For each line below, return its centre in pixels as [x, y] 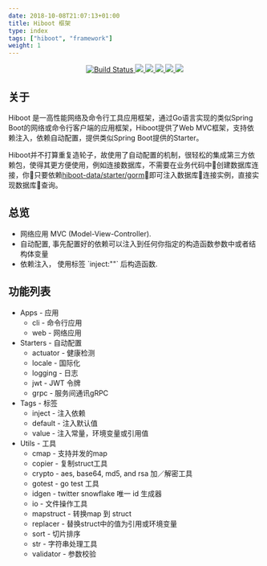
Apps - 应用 [39, 312]
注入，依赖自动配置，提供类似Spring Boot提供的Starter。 [109, 137]
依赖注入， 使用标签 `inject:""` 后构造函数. [89, 264]
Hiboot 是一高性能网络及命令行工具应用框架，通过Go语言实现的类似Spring [131, 117]
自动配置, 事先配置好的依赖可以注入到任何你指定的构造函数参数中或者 [134, 244]
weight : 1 [25, 46]
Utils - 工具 [38, 443]
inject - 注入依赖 [59, 413]
